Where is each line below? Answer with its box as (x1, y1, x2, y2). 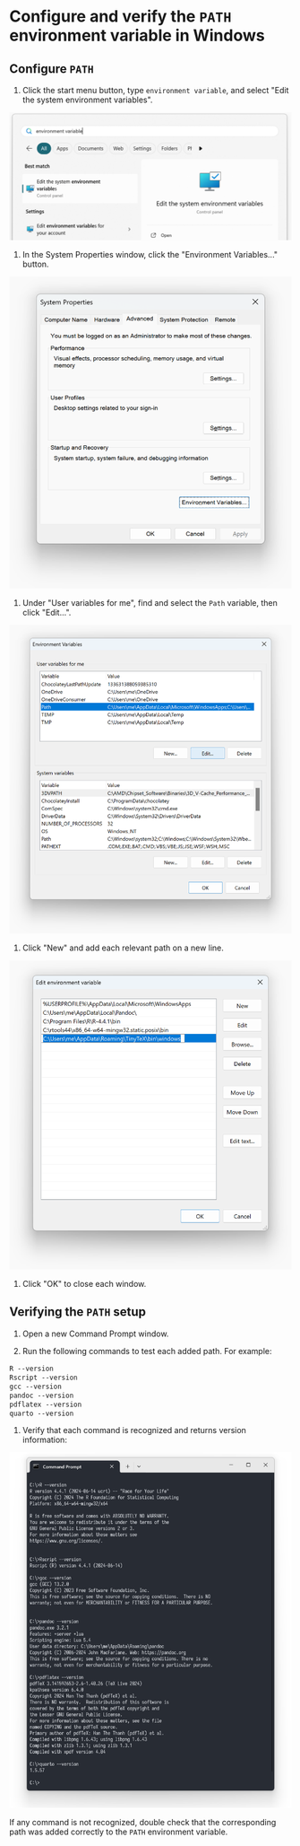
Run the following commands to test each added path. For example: (21, 1345, 272, 1356)
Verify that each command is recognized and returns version (21, 1424, 246, 1435)
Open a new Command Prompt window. (21, 1328, 169, 1339)
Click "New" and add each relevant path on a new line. (21, 942, 224, 953)
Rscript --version (9, 1373, 78, 1382)
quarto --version (9, 1409, 74, 1418)
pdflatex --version (9, 1400, 82, 1409)
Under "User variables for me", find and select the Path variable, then (21, 598, 278, 608)
